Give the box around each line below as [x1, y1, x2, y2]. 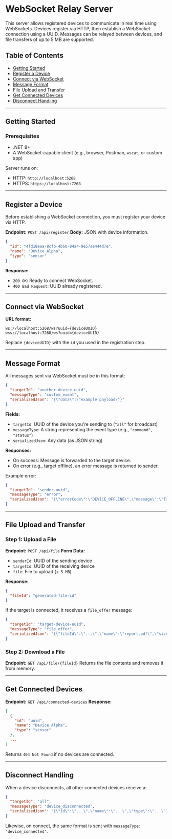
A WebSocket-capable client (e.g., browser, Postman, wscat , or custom [12, 150, 162, 156]
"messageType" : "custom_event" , [10, 392, 79, 397]
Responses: [5, 447, 32, 453]
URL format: [5, 316, 32, 322]
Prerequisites [5, 133, 39, 140]
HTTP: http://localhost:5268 [12, 175, 76, 181]
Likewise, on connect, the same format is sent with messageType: [5, 823, 141, 829]
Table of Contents [5, 51, 64, 60]
